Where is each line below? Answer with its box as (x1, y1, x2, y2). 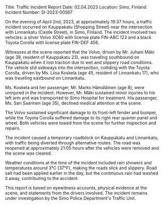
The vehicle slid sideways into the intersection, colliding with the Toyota (5, 65, 150, 70)
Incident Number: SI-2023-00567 (5, 9, 73, 15)
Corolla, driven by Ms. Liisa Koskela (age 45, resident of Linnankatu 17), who (5, 70, 159, 75)
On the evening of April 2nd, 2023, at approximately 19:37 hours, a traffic (5, 19, 153, 24)
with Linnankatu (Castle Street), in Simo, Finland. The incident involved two (5, 29, 157, 35)
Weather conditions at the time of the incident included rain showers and (5, 160, 152, 165)
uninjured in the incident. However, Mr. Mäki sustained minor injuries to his (5, 90, 155, 95)
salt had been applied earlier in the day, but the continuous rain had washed (5, 170, 159, 176)
